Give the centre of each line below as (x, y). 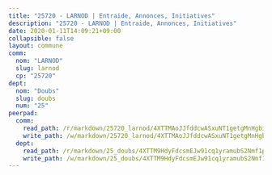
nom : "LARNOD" (39, 61)
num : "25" (32, 106)
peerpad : (23, 114)
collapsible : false (41, 38)
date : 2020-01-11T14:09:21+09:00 (65, 31)
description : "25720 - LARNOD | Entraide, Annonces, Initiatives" (123, 23)
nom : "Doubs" (38, 91)
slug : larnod (38, 69)
